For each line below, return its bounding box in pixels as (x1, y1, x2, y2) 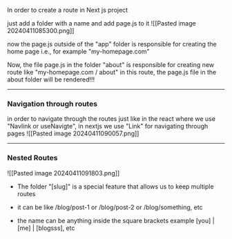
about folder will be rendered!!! (7, 75, 95, 84)
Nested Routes (7, 153, 58, 163)
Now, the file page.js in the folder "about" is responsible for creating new (7, 61, 215, 68)
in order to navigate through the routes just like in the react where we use (7, 115, 216, 123)
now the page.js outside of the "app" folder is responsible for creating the (7, 40, 217, 48)
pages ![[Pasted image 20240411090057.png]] (7, 129, 139, 137)
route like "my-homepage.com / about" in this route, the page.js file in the (7, 68, 217, 76)
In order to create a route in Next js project (7, 6, 128, 14)
